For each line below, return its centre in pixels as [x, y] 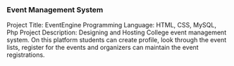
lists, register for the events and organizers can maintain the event [103, 48]
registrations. [26, 55]
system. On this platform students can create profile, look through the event [117, 40]
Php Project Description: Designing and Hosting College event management [117, 32]
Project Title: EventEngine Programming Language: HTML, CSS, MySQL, [111, 25]
